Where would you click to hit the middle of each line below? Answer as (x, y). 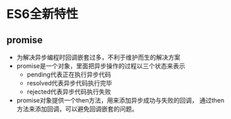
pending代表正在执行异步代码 (69, 74)
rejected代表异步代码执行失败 (69, 91)
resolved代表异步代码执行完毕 (70, 83)
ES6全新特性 (43, 14)
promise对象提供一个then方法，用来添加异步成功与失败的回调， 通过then (120, 100)
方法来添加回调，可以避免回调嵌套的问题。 (77, 109)
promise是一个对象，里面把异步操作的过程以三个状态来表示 (101, 66)
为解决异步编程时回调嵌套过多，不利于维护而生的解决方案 (98, 57)
